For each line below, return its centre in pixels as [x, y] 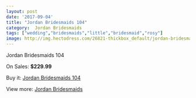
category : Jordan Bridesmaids [44, 28]
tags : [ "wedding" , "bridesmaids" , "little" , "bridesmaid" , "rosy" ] [85, 33]
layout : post [22, 11]
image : [14, 38]
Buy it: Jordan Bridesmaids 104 [43, 78]
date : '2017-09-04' [30, 17]
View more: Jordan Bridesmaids [44, 89]
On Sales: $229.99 [29, 66]
